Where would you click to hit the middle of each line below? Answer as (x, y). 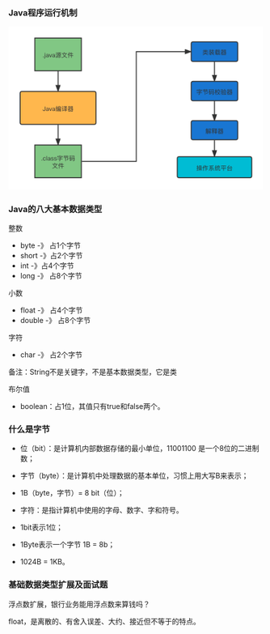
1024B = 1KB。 (45, 562)
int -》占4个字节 (47, 266)
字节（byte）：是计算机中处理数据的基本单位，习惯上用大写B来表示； (134, 476)
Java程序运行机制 (43, 12)
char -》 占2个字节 (51, 355)
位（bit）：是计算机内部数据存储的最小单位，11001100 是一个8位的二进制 (140, 449)
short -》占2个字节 (51, 256)
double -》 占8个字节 (55, 321)
